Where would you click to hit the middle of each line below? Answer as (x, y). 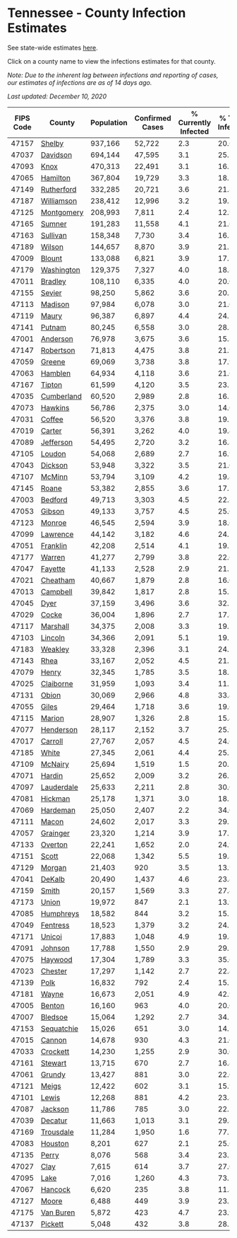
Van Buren (58, 1213)
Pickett (52, 1224)
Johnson (55, 948)
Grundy (53, 1075)
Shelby (52, 143)
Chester (54, 971)
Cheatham (58, 580)
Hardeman (58, 810)
